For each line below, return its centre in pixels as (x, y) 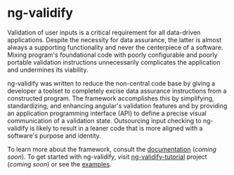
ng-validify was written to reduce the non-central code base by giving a (111, 83)
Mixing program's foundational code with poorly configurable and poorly (112, 55)
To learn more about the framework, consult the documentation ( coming (112, 149)
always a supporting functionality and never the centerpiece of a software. (115, 47)
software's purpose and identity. (54, 136)
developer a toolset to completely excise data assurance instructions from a (117, 91)
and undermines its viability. (48, 70)
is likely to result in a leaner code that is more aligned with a (116, 128)
